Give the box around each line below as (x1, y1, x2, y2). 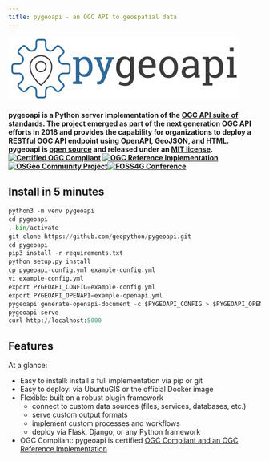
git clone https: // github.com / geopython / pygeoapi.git (8, 233, 192, 241)
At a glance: (8, 361, 48, 370)
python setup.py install (8, 257, 91, 266)
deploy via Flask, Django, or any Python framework (31, 427, 201, 437)
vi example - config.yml (8, 275, 84, 283)
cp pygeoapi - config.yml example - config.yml (8, 266, 156, 274)
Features (8, 339, 54, 353)
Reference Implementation (19, 444, 108, 454)
